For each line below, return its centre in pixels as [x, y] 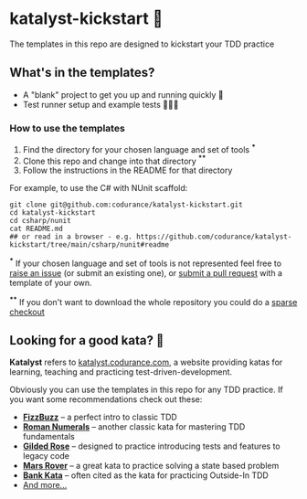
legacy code [46, 456]
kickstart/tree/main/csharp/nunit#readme [90, 245]
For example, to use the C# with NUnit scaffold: [99, 188]
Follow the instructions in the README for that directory [127, 170]
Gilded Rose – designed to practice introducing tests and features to [151, 446]
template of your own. [51, 283]
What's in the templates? [82, 73]
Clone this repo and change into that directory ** [114, 160]
